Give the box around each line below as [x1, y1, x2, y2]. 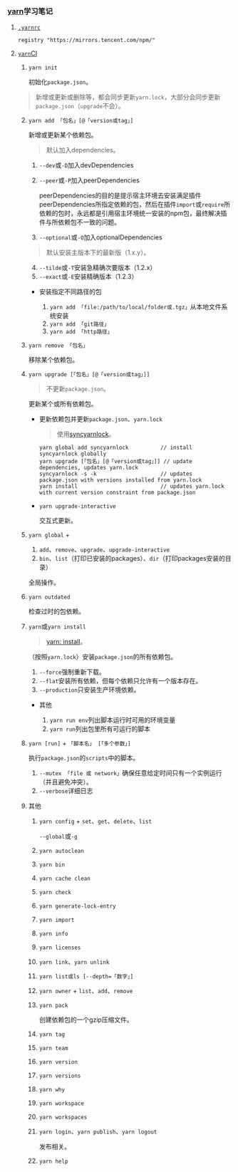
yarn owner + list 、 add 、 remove [38, 987, 133, 995]
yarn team [38, 1045, 68, 1052]
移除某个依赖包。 [28, 356, 79, 364]
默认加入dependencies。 [46, 146, 120, 155]
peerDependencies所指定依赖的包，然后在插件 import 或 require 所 [38, 200, 231, 209]
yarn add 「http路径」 [49, 328, 113, 336]
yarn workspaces [38, 1114, 88, 1121]
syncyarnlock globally [38, 450, 107, 457]
